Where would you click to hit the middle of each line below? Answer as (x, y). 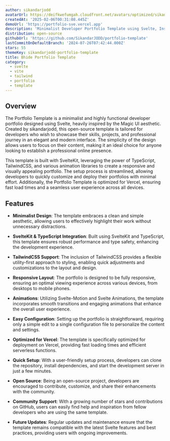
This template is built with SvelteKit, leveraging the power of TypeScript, (80, 161)
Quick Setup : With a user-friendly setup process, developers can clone (87, 360)
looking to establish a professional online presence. (59, 151)
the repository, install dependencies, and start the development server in (88, 366)
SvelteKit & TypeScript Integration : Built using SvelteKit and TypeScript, (88, 236)
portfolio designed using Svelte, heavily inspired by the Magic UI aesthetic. (83, 124)
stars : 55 (16, 48)
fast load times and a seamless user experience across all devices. (75, 187)
